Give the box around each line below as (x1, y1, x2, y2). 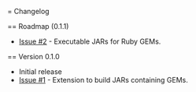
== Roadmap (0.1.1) (7, 22, 69, 30)
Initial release (18, 67, 62, 76)
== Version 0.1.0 (7, 52, 60, 61)
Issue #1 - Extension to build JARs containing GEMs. (18, 76, 188, 84)
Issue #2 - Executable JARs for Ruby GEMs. (18, 37, 161, 46)
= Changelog (7, 7, 50, 16)
